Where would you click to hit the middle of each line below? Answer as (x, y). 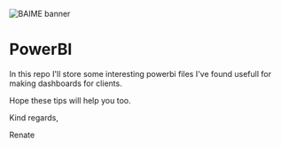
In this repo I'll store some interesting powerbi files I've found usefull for (140, 73)
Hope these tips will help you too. (70, 100)
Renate (22, 135)
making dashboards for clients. (66, 83)
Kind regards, (34, 117)
